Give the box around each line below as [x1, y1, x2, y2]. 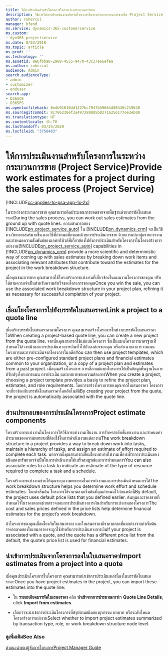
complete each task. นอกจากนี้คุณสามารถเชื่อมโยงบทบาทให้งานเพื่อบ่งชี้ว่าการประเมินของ [5, 451, 159, 457]
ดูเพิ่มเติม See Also [5, 633, 45, 640]
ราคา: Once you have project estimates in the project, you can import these [5, 578, 157, 585]
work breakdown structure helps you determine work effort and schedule [5, 483, 157, 489]
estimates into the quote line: [5, 584, 65, 590]
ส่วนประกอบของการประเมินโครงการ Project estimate [5, 408, 145, 417]
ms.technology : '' [5, 54, 44, 59]
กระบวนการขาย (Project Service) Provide [5, 161, 162, 173]
